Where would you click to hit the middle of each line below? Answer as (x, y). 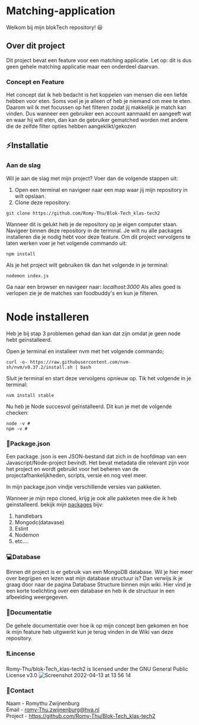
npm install (21, 254)
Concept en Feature (35, 82)
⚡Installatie (27, 145)
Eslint (21, 528)
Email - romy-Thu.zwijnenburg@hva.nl (53, 710)
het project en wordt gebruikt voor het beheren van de (73, 469)
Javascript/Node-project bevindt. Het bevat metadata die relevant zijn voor (98, 463)
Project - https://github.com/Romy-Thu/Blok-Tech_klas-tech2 (81, 716)
